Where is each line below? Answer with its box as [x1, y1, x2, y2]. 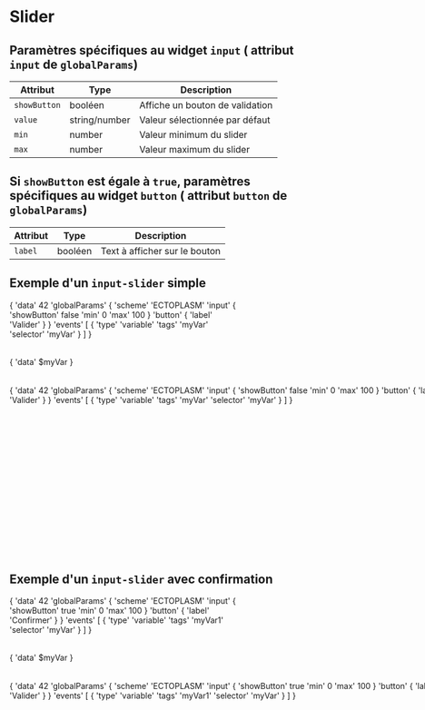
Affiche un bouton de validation [139, 99, 273, 111]
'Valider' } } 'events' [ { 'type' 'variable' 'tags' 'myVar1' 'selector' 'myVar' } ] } [9, 690, 297, 701]
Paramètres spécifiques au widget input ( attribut [9, 43, 294, 58]
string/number [69, 113, 131, 126]
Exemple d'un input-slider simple [9, 275, 207, 291]
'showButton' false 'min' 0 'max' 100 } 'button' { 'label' [9, 309, 213, 320]
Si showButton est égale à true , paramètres [9, 174, 252, 190]
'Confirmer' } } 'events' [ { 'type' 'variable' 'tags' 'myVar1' [9, 615, 224, 626]
